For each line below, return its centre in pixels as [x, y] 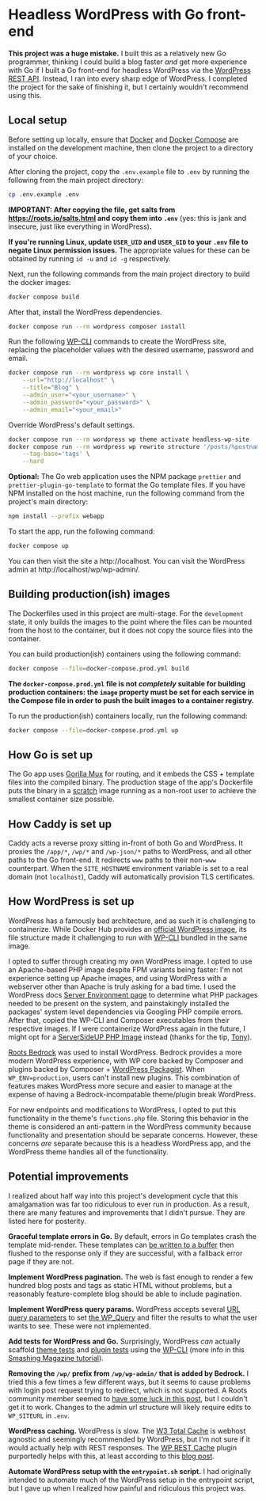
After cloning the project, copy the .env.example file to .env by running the [129, 171]
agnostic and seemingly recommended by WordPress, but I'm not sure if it [129, 1439]
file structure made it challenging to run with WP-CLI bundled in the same [128, 937]
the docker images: [40, 282]
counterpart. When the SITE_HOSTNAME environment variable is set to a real [128, 868]
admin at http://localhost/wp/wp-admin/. [74, 569]
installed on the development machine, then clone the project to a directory [131, 147]
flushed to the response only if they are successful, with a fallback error [125, 1253]
